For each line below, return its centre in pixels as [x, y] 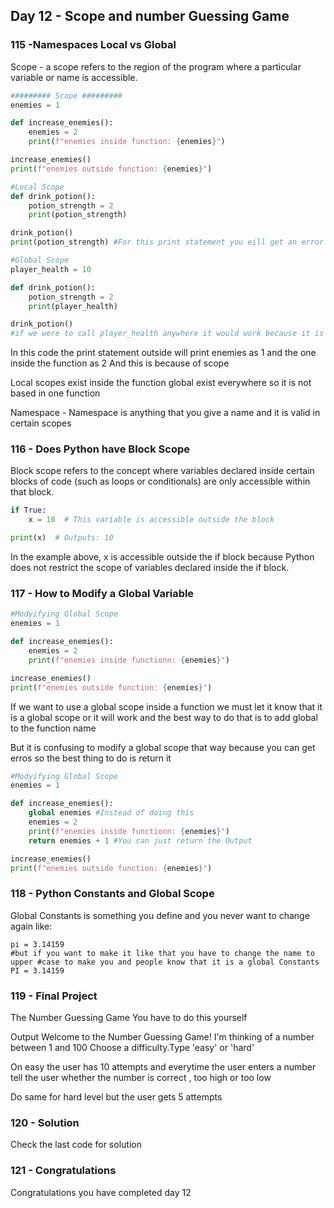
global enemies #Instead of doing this [111, 813]
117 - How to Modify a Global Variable [102, 594]
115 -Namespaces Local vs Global [93, 45]
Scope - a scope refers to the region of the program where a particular [156, 66]
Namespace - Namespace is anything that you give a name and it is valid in [165, 413]
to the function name [53, 728]
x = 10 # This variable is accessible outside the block [151, 520]
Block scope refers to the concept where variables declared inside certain [162, 471]
